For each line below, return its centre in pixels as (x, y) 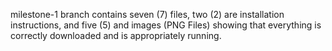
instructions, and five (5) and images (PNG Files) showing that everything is (166, 25)
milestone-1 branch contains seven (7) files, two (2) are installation (147, 14)
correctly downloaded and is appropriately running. (116, 35)
